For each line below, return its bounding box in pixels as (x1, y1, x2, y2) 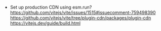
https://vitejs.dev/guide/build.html (10, 20, 81, 26)
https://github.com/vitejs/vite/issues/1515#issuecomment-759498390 (10, 9, 156, 15)
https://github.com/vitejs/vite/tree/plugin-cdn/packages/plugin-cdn (10, 15, 151, 20)
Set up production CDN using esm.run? (10, 4, 92, 10)
